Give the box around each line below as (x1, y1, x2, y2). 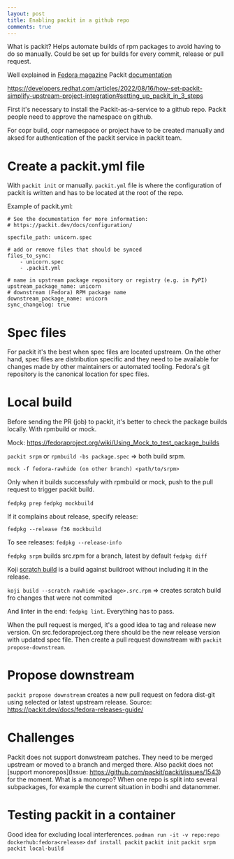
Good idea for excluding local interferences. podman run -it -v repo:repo (7, 830, 220, 839)
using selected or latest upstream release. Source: (7, 698, 152, 707)
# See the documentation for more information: (7, 216, 149, 223)
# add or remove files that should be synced (7, 246, 142, 254)
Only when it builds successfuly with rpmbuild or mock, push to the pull (7, 478, 213, 486)
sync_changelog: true (7, 301, 71, 308)
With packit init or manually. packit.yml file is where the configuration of (7, 181, 222, 189)
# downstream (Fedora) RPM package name (7, 289, 127, 296)
